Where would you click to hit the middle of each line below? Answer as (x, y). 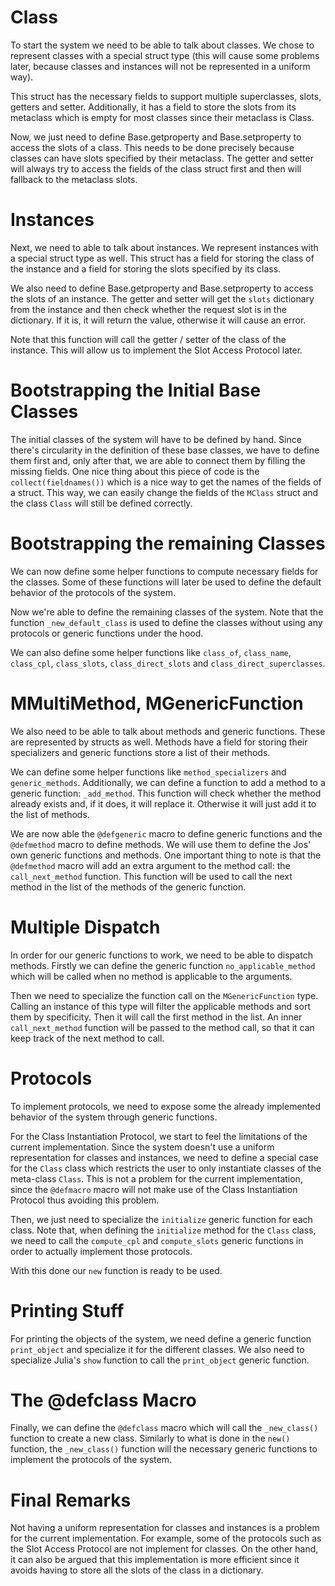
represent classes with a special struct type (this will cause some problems (165, 55)
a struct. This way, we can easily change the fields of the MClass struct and (164, 492)
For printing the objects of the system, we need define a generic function (161, 1338)
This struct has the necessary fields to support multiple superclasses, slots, (166, 96)
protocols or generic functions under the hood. (107, 633)
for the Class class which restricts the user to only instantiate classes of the (166, 1168)
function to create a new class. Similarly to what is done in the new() (150, 1438)
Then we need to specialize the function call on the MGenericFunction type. (164, 995)
